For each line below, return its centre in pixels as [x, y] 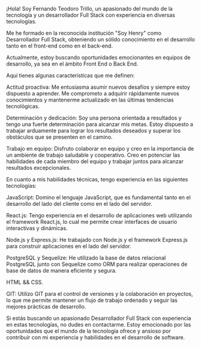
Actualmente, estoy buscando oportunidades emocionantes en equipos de [98, 57]
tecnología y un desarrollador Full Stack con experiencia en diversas [91, 15]
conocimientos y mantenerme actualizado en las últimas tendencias [90, 100]
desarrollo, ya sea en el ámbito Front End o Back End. [72, 64]
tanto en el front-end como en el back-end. [59, 46]
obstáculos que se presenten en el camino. [59, 137]
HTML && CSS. [25, 282]
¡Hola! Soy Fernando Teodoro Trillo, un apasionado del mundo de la [89, 9]
